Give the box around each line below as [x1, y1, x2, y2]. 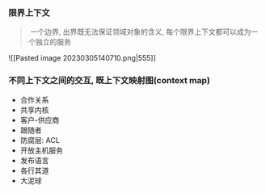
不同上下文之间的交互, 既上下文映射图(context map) [8, 75, 210, 86]
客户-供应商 [19, 115, 60, 124]
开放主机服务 [19, 145, 63, 155]
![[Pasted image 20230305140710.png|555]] [8, 53, 156, 63]
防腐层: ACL [19, 135, 61, 145]
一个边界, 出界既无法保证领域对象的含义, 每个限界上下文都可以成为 [30, 27, 251, 37]
